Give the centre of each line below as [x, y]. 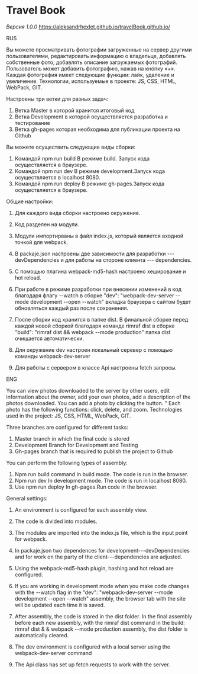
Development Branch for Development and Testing [76, 445]
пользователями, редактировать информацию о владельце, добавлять [96, 56]
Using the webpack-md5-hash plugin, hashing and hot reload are [94, 568]
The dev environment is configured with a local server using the [92, 647]
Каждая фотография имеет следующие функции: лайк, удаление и [90, 75]
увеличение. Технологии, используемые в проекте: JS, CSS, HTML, [92, 81]
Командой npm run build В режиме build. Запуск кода [82, 158]
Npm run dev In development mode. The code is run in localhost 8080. [101, 480]
